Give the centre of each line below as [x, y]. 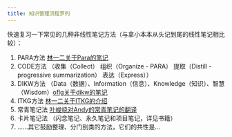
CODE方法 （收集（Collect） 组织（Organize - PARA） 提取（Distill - [114, 66]
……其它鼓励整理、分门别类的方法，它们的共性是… [89, 127]
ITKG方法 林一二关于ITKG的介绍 [62, 100]
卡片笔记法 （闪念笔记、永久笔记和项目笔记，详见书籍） [97, 118]
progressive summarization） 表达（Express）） [85, 75]
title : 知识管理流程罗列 [39, 13]
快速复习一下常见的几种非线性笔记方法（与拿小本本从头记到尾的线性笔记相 [113, 34]
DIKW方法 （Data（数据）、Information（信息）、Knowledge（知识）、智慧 [121, 83]
